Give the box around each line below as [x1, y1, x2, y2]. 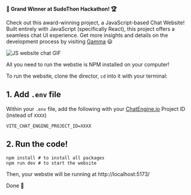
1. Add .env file [6, 89, 61, 100]
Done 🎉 [6, 182, 25, 189]
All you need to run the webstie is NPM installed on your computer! [6, 61, 170, 68]
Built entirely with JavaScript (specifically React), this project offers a [6, 25, 175, 32]
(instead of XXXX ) [6, 111, 47, 119]
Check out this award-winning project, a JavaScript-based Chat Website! [6, 19, 185, 26]
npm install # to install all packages [6, 155, 105, 161]
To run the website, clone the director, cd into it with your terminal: [6, 72, 168, 79]
